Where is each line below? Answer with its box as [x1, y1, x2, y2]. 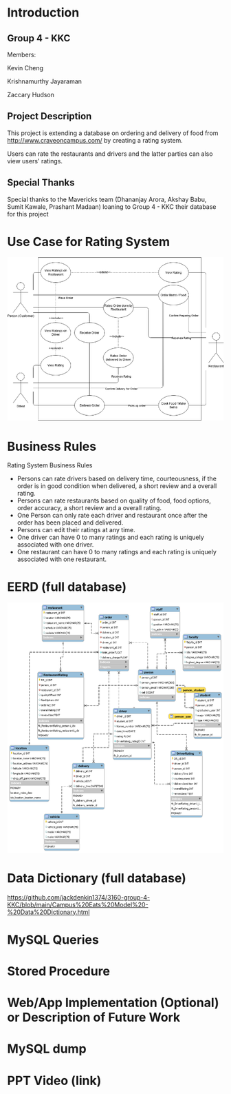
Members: [7, 50, 36, 59]
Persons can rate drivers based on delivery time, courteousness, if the [16, 474, 217, 483]
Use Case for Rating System [7, 234, 170, 250]
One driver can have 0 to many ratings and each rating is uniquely [16, 533, 204, 542]
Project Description [7, 110, 92, 122]
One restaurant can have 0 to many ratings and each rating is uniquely [16, 548, 217, 556]
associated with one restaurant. [16, 555, 107, 563]
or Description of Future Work [7, 1010, 181, 1025]
